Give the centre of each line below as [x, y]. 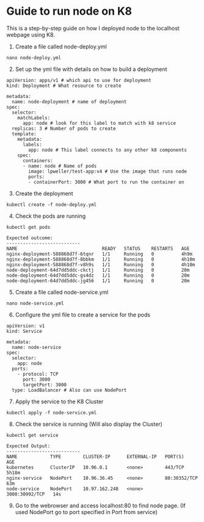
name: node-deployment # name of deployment [69, 102]
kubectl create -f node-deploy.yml [52, 204]
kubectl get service [33, 435]
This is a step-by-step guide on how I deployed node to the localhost [93, 28]
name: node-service [37, 347]
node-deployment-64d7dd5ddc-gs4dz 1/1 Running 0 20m [98, 275]
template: [24, 134]
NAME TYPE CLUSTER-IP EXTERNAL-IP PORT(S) [95, 457]
